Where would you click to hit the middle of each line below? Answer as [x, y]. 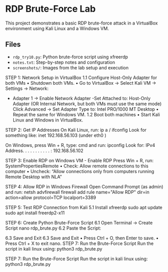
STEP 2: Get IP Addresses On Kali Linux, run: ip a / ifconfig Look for [76, 130]
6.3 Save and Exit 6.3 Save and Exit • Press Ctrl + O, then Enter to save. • [82, 238]
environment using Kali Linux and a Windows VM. [57, 28]
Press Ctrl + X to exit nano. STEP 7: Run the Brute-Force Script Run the [79, 243]
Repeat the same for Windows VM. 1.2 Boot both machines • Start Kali [86, 114]
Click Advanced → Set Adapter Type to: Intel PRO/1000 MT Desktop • [86, 109]
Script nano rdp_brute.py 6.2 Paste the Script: [53, 228]
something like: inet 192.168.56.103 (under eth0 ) [56, 135]
